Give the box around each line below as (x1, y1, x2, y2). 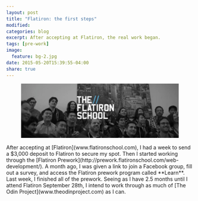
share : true (6, 66, 36, 72)
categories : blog (6, 29, 49, 34)
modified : (6, 22, 31, 28)
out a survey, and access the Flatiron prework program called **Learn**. (6, 169, 185, 177)
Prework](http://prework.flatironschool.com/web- (57, 156, 179, 164)
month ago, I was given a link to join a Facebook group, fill (49, 163, 192, 170)
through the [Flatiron (6, 156, 56, 164)
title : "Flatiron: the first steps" (6, 15, 97, 22)
